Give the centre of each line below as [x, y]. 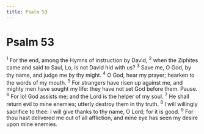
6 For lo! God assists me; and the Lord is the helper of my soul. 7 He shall [98, 96]
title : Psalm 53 [27, 12]
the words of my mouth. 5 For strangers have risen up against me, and [95, 82]
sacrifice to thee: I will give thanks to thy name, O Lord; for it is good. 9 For [100, 111]
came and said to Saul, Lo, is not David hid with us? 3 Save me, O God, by [99, 67]
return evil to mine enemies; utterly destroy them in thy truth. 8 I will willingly [102, 103]
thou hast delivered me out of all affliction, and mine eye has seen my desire [102, 118]
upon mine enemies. [32, 124]
